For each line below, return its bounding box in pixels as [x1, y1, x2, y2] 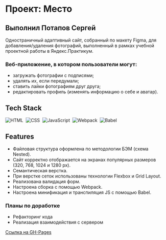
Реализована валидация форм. [12, 178, 81, 185]
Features [5, 132, 34, 141]
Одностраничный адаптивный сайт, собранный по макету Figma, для [5, 37, 157, 43]
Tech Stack [5, 104, 42, 112]
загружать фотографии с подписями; [12, 72, 94, 78]
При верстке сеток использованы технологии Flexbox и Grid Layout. [12, 173, 161, 179]
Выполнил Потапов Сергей [5, 24, 96, 32]
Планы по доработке [5, 202, 60, 209]
